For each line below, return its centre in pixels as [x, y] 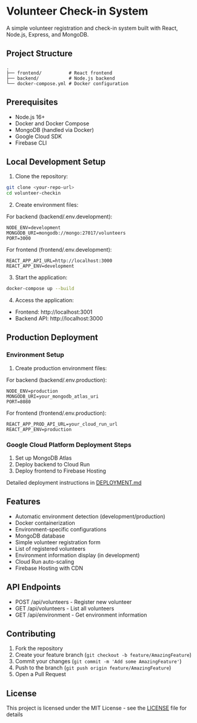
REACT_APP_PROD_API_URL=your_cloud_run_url [62, 424]
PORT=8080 [19, 402]
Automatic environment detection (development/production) [90, 516]
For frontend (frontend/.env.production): [56, 413]
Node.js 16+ [30, 117]
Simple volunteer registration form [58, 542]
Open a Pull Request [41, 674]
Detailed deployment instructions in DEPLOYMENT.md [74, 482]
